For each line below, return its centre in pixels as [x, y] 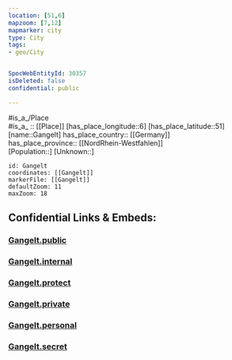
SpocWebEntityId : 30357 [48, 74]
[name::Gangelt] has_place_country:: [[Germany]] [89, 135]
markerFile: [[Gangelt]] [49, 180]
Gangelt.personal [43, 325]
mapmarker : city [35, 30]
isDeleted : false [37, 81]
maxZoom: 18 [28, 193]
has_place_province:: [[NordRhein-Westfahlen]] [86, 142]
